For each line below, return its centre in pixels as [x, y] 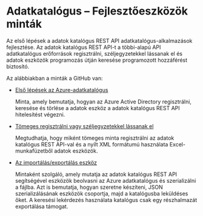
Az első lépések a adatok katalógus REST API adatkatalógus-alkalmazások [99, 41]
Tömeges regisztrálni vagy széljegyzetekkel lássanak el [84, 126]
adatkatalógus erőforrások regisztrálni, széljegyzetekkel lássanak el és [95, 53]
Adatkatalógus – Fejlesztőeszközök [97, 11]
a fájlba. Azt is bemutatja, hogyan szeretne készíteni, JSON [89, 187]
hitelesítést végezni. [40, 114]
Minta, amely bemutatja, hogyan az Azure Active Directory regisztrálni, [103, 102]
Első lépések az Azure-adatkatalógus [62, 90]
